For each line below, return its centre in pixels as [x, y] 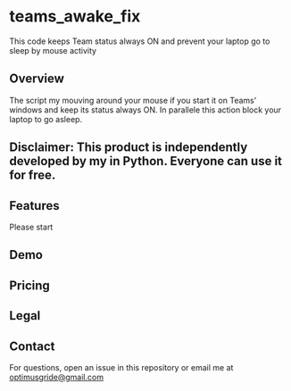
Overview [37, 79]
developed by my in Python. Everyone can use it [146, 161]
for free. [33, 175]
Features [34, 206]
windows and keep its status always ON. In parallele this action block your [145, 110]
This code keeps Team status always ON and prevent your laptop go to [140, 41]
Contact [32, 346]
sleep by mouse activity [53, 50]
